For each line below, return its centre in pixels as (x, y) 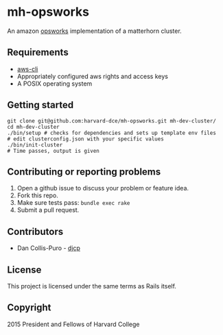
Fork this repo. (37, 195)
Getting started (40, 105)
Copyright (29, 308)
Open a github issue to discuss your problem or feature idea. (103, 188)
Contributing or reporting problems (84, 172)
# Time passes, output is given (53, 151)
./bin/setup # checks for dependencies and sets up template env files (111, 133)
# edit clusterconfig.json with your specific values (86, 139)
